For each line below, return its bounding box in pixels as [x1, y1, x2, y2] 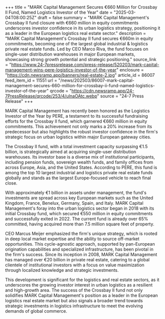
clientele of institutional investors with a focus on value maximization [5, 262, 144, 268]
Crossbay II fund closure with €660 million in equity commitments [5, 20, 139, 26]
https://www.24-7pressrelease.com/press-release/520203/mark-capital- [11, 62, 160, 67]
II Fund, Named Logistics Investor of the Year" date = [5, 9, 113, 15]
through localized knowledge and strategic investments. [5, 267, 119, 273]
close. [5, 180, 18, 186]
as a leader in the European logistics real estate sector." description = [5, 31, 146, 36]
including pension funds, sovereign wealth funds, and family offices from [5, 159, 154, 165]
